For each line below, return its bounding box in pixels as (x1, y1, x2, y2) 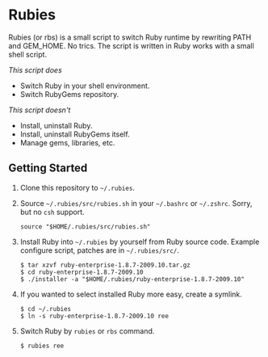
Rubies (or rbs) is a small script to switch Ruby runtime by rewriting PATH (8, 32, 252, 42)
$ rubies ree (19, 342, 65, 350)
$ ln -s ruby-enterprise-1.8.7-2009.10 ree (19, 312, 170, 320)
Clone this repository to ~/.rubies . (19, 183, 136, 192)
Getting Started (8, 162, 88, 175)
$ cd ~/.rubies (19, 304, 72, 313)
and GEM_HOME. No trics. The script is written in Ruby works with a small (8, 40, 254, 50)
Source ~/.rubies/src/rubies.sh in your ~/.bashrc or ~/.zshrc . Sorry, (19, 198, 253, 208)
